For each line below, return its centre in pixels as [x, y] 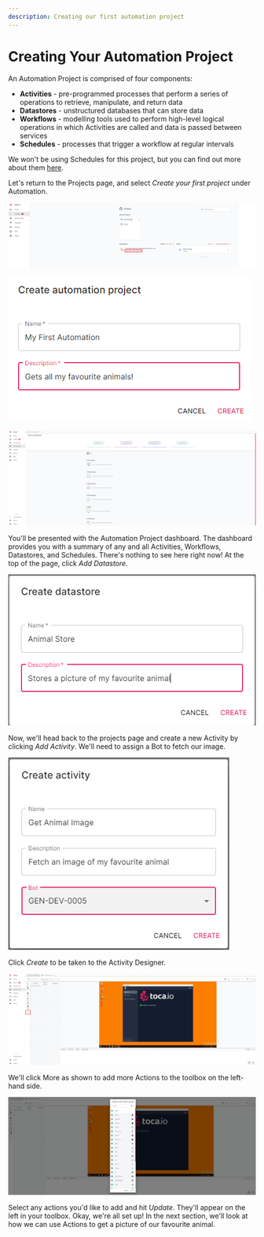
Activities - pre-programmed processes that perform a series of [124, 94]
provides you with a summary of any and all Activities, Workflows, [115, 546]
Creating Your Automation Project [121, 56]
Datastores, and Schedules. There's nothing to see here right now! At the [126, 555]
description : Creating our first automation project [96, 17]
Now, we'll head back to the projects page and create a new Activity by [123, 738]
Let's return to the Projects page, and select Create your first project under [130, 183]
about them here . [36, 167]
